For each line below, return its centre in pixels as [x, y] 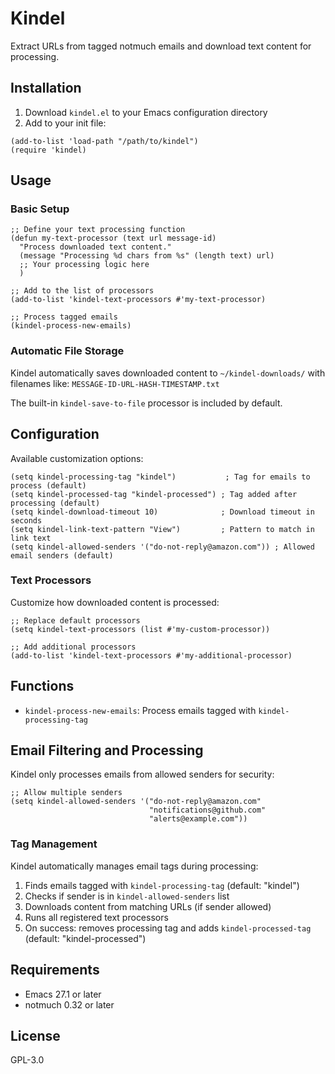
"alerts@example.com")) [198, 819]
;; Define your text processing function [98, 230]
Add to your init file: [65, 123]
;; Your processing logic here [84, 265]
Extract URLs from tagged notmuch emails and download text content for [161, 46]
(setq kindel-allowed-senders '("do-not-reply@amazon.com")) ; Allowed [162, 547]
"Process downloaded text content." [95, 247]
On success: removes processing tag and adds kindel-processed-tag [168, 928]
